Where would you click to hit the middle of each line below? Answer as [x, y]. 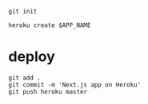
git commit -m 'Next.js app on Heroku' [75, 85]
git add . [25, 78]
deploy [32, 57]
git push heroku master [48, 91]
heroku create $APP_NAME [50, 25]
